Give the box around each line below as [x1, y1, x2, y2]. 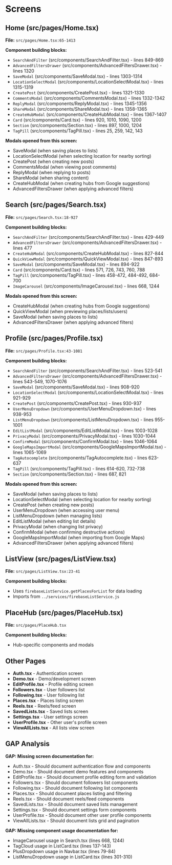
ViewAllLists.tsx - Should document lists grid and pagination [12, 817, 140, 823]
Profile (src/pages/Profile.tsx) [5, 334, 103, 343]
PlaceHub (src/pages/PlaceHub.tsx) [5, 608, 123, 617]
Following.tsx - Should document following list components [12, 785, 138, 791]
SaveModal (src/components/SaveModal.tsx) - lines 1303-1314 [12, 73, 143, 79]
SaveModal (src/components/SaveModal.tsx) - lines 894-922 [12, 261, 140, 267]
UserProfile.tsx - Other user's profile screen [12, 719, 107, 726]
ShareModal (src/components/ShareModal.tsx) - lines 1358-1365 [12, 106, 147, 112]
